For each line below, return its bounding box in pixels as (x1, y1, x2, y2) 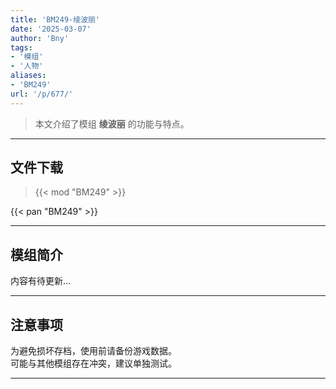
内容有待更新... (10, 275, 72, 287)
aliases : (10, 71, 47, 81)
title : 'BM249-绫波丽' (10, 14, 101, 25)
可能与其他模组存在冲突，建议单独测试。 (10, 357, 177, 370)
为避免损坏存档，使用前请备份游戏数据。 (10, 345, 177, 357)
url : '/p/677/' (10, 89, 74, 99)
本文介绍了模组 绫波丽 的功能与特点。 (34, 117, 190, 130)
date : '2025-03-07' (10, 24, 92, 34)
